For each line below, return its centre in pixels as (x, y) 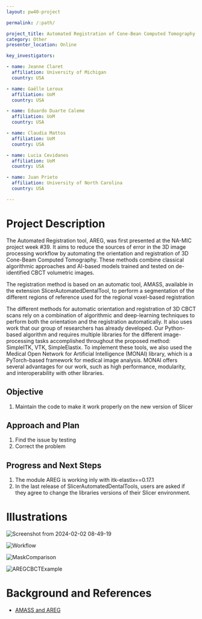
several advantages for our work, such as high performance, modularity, (96, 367)
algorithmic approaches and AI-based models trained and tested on (90, 266)
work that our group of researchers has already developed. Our (85, 328)
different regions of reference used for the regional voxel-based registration (100, 297)
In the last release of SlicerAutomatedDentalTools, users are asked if (100, 486)
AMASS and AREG (38, 610)
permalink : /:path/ (31, 23)
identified (18, 272)
